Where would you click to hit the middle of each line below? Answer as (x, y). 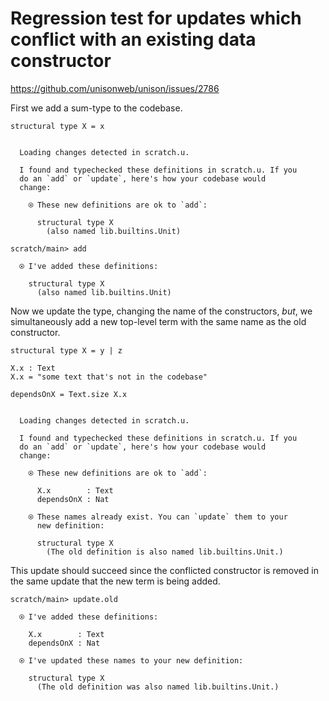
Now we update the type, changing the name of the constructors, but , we (161, 311)
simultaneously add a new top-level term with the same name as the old (158, 321)
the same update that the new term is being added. (115, 581)
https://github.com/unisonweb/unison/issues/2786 (115, 88)
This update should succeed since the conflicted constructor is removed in (164, 570)
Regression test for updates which (156, 18)
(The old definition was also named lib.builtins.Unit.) (158, 687)
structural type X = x (57, 126)
